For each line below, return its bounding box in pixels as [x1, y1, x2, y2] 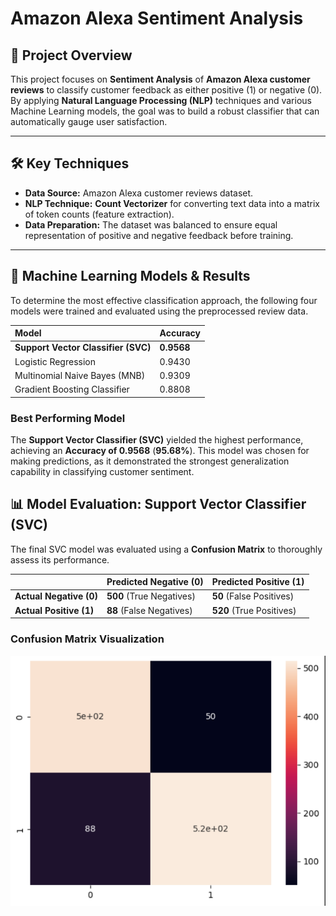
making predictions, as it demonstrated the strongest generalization [10, 455, 290, 467]
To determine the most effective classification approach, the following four [10, 294, 318, 306]
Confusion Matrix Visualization [10, 632, 165, 646]
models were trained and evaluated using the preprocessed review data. [10, 305, 309, 317]
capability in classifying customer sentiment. [10, 465, 195, 477]
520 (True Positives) [211, 604, 297, 616]
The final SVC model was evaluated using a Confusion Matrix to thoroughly [10, 543, 323, 555]
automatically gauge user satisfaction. [10, 116, 168, 127]
